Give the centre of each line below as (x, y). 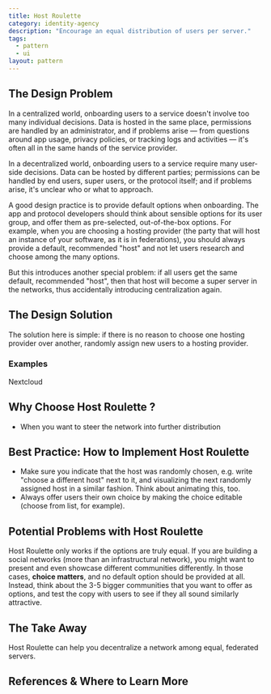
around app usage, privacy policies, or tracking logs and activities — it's (129, 139)
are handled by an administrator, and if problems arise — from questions (129, 130)
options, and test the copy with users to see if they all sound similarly (124, 594)
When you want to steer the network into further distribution (120, 427)
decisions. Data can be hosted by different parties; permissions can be (142, 172)
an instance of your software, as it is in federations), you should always (127, 239)
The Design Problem (61, 94)
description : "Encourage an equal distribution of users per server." (130, 31)
